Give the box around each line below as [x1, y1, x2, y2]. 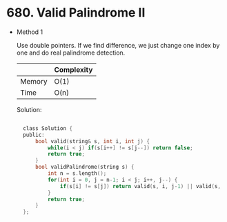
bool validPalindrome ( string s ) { [34, 164, 135, 171]
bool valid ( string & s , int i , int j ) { [34, 138, 150, 145]
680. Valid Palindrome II [6, 5, 146, 21]
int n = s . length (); [47, 170, 107, 177]
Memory [19, 76, 48, 86]
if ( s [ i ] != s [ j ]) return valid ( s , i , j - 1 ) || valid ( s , [60, 183, 221, 189]
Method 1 [16, 28, 43, 36]
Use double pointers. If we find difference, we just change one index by [16, 41, 220, 49]
